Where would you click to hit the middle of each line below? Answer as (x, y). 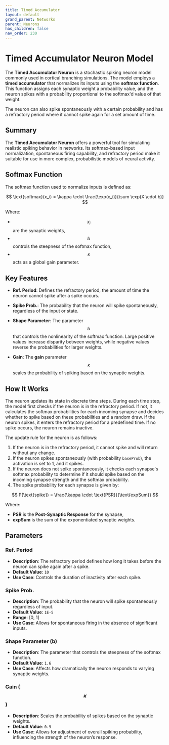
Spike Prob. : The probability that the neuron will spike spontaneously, (85, 305)
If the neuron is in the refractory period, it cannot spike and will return (85, 447)
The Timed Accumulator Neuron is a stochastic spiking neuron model (78, 72)
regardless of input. (33, 606)
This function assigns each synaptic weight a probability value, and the (79, 89)
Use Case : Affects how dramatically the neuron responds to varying (83, 669)
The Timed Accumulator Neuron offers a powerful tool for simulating (78, 143)
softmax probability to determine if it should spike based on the (78, 474)
